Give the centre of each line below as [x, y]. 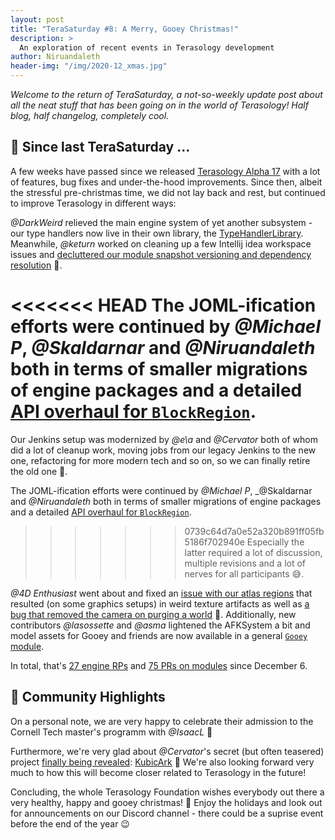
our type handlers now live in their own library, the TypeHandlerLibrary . [157, 233]
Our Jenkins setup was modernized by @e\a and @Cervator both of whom [164, 439]
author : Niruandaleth [55, 57]
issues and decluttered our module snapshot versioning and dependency [161, 254]
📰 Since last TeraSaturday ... [100, 147]
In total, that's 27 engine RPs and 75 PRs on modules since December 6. [159, 665]
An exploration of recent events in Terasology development [147, 47]
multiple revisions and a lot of [245, 563]
